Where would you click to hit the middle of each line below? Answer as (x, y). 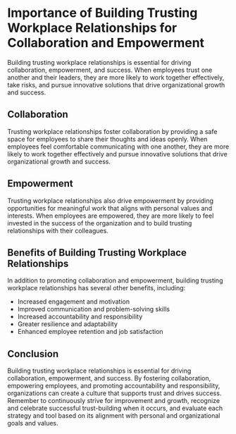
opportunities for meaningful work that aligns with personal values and (110, 208)
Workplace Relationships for (92, 28)
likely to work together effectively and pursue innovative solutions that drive (117, 154)
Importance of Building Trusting (103, 13)
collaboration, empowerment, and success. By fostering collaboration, (109, 378)
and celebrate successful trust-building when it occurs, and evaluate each (115, 408)
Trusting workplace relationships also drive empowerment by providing (110, 200)
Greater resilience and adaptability (68, 324)
